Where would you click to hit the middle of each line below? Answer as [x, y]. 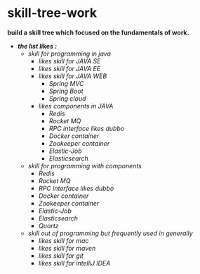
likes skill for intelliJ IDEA [74, 263]
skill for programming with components [85, 166]
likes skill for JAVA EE [69, 68]
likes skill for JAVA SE [69, 61]
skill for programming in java [69, 54]
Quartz [48, 225]
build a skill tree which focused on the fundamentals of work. [98, 32]
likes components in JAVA [76, 106]
